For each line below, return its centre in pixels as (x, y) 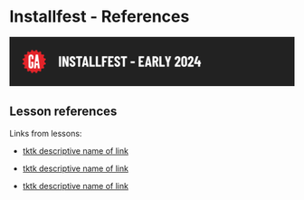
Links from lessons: (46, 133)
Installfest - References (100, 17)
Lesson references (63, 112)
